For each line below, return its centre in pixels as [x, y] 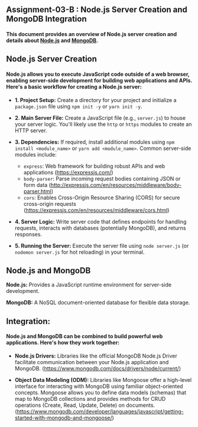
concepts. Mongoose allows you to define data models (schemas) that [100, 392]
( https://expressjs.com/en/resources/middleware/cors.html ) [96, 210]
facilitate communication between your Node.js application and [92, 362]
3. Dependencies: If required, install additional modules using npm [95, 142]
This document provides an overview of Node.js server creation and [92, 34]
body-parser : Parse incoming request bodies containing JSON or [102, 179]
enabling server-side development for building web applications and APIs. [99, 80]
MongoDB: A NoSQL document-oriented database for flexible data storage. [98, 302]
